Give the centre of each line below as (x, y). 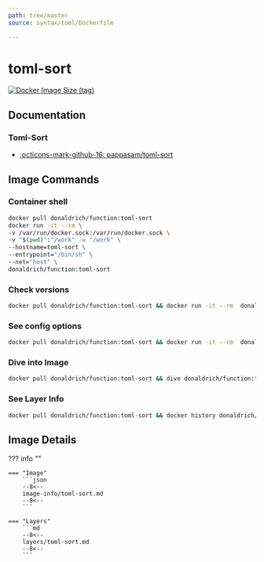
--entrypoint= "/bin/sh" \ (50, 255)
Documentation (47, 115)
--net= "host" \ (33, 262)
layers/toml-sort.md (56, 542)
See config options (45, 326)
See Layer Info (36, 399)
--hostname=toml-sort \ (47, 248)
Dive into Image (38, 363)
